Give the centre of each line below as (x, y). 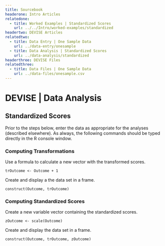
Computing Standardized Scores (45, 201)
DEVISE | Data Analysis (53, 98)
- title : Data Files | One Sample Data (50, 69)
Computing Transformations (40, 151)
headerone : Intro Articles (33, 14)
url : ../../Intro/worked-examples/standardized (64, 28)
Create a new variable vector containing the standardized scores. (71, 212)
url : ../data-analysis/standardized (52, 55)
